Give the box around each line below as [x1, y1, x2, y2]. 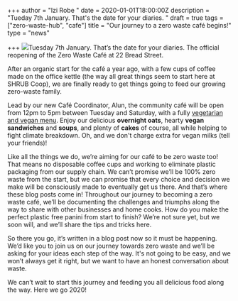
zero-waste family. [7, 87, 63, 95]
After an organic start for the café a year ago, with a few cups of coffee [7, 65, 216, 73]
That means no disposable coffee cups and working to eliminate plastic [7, 160, 217, 168]
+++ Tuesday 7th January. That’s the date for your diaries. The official [7, 43, 220, 52]
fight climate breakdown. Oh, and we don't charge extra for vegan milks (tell [7, 131, 230, 139]
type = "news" [7, 28, 50, 37]
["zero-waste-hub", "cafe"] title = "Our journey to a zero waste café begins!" [7, 21, 232, 29]
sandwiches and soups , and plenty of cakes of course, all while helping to [7, 124, 227, 132]
